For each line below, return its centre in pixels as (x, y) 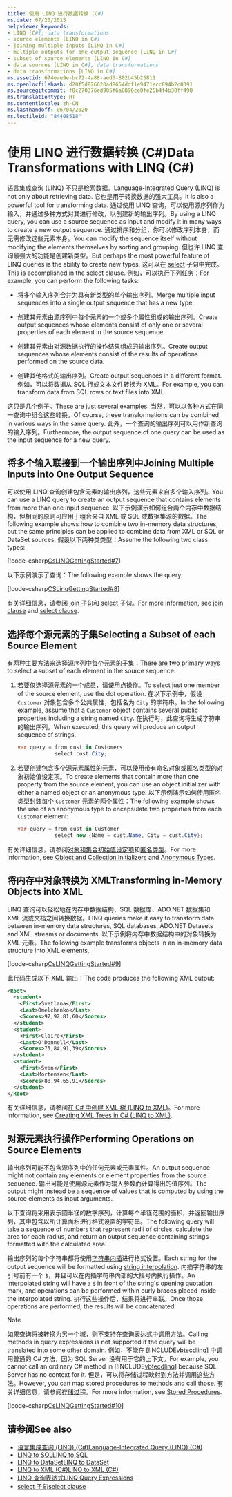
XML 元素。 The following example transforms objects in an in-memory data (115, 943)
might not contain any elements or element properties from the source (107, 1175)
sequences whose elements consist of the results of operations (107, 354)
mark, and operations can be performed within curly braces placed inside (112, 1291)
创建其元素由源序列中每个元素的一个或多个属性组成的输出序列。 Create (117, 317)
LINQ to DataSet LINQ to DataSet (63, 1462)
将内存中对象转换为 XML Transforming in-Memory (115, 881)
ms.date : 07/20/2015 (37, 20)
